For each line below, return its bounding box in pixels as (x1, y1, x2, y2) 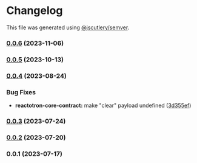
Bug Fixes (6, 88, 36, 96)
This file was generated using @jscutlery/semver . (6, 24, 130, 31)
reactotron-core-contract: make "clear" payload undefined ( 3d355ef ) (15, 102, 192, 109)
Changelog (6, 4, 63, 18)
